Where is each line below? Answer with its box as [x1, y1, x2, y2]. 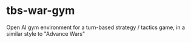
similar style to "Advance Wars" [6, 30, 85, 37]
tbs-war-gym [6, 4, 75, 18]
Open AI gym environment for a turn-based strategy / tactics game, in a [6, 24, 186, 31]
